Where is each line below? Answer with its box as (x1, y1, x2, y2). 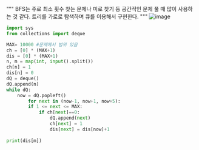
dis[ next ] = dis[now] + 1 (49, 126, 110, 132)
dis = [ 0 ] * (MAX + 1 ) (6, 53, 59, 59)
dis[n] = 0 (6, 70, 34, 76)
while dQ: (6, 87, 32, 93)
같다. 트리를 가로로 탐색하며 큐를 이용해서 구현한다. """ (19, 13, 148, 20)
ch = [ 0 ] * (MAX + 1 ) (6, 47, 56, 53)
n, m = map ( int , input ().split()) (6, 58, 94, 65)
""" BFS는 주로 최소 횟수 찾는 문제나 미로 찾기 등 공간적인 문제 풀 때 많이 (6, 5, 177, 12)
